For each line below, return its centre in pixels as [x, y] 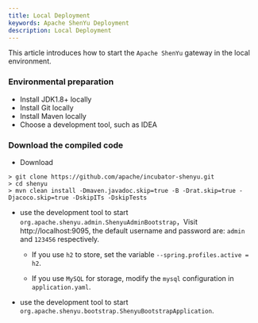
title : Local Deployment [49, 15]
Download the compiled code [66, 145]
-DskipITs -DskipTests [110, 198]
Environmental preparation [61, 82]
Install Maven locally [53, 116]
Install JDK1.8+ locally [56, 99]
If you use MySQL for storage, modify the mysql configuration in [133, 278]
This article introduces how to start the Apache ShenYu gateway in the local [129, 53]
